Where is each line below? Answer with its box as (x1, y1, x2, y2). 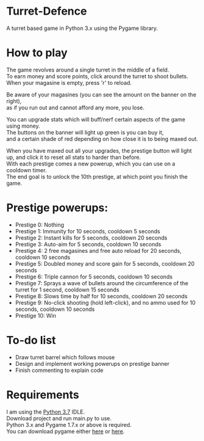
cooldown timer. (6, 166, 47, 173)
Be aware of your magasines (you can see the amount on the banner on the (6, 90, 197, 98)
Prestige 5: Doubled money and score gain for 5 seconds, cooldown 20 (15, 260, 195, 267)
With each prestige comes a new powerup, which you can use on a (6, 160, 175, 167)
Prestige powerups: (6, 201, 109, 215)
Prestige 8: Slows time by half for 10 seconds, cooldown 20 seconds (15, 292, 188, 300)
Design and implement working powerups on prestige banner (15, 360, 170, 367)
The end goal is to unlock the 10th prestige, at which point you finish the (6, 173, 188, 180)
